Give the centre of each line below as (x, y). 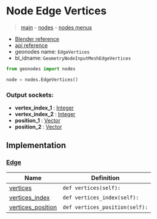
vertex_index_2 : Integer (45, 114)
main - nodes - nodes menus (56, 27)
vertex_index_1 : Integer (44, 108)
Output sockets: (30, 95)
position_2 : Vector (38, 127)
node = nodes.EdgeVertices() (42, 79)
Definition (106, 178)
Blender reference (37, 39)
